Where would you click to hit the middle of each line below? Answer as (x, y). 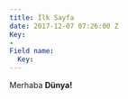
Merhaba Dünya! (41, 85)
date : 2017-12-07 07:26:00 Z (64, 26)
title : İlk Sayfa (42, 18)
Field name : (32, 51)
